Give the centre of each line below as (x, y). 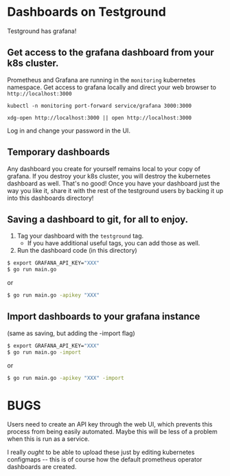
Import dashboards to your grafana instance (104, 317)
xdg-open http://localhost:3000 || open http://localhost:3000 (100, 117)
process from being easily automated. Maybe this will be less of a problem (112, 432)
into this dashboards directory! (50, 198)
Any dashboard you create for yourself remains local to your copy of (104, 168)
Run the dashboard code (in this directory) (77, 251)
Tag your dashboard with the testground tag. (80, 236)
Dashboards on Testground (87, 12)
